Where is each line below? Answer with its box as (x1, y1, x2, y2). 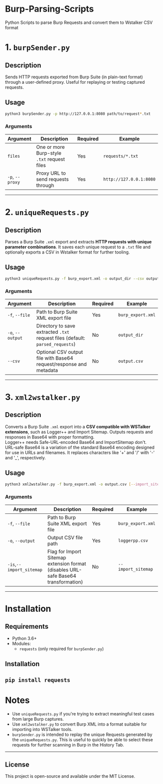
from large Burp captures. (12, 716, 64, 722)
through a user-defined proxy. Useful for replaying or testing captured (5, 79, 145, 85)
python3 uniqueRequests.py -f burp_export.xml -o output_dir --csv (5, 276, 145, 281)
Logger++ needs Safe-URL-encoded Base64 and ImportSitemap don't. (5, 439, 147, 445)
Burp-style (36, 149, 62, 156)
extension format (47, 560, 86, 567)
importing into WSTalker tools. (12, 726, 73, 732)
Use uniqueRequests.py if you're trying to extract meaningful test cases (12, 711, 154, 716)
